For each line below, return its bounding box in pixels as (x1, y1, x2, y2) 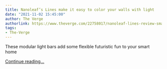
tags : (5, 26, 16, 31)
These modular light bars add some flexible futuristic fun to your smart (5, 44, 150, 49)
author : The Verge (5, 16, 43, 21)
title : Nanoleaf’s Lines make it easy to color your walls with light (5, 7, 155, 12)
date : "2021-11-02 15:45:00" (5, 12, 66, 17)
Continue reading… (5, 59, 45, 64)
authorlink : (5, 21, 30, 26)
